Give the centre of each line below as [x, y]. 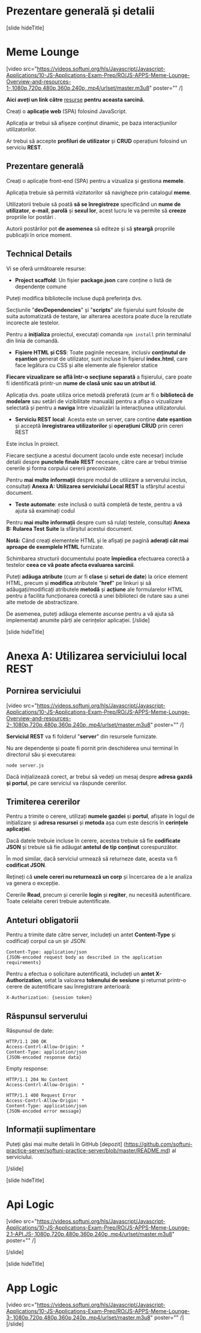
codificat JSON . [26, 865]
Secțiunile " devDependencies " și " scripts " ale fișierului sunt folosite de [95, 310]
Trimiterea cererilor [43, 802]
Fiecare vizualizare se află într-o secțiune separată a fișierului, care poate [99, 377]
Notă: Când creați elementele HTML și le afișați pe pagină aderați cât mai [97, 540]
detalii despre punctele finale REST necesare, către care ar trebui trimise [97, 462]
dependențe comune [41, 286]
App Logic [32, 1288]
